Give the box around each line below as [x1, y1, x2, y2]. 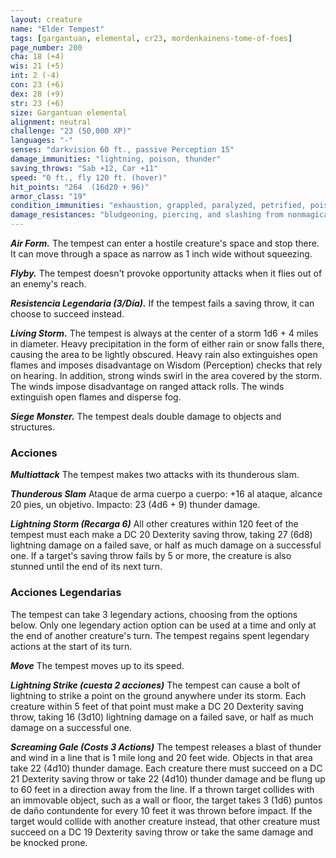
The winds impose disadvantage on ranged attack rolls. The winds [10, 381, 285, 392]
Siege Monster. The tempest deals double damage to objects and [10, 411, 282, 422]
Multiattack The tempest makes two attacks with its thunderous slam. [10, 469, 300, 481]
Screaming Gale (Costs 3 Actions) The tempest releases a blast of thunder [10, 741, 322, 753]
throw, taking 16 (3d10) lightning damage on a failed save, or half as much [10, 711, 314, 723]
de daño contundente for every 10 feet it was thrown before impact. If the [10, 804, 313, 816]
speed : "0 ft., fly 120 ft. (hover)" [10, 172, 168, 183]
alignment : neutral [10, 117, 92, 127]
